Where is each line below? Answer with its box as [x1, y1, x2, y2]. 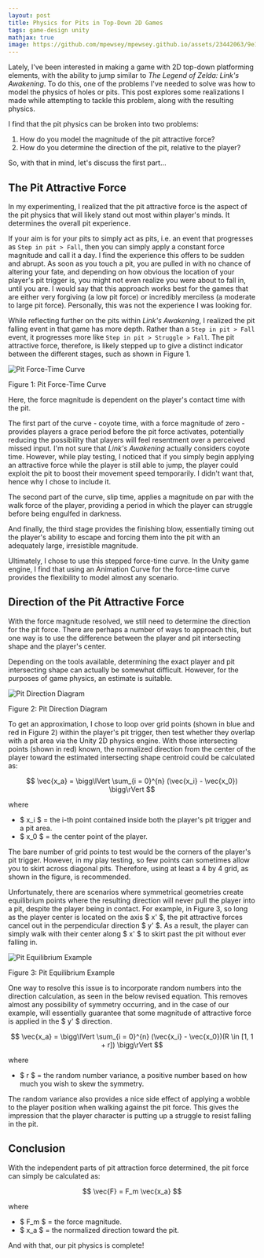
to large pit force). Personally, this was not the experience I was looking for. [8, 300, 252, 310]
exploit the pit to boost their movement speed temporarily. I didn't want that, [8, 469, 255, 478]
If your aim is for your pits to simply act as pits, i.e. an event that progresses [8, 234, 254, 243]
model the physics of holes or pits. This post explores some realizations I [8, 87, 244, 97]
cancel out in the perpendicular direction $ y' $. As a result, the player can [8, 921, 249, 930]
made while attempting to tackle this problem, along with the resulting [8, 96, 234, 105]
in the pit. [8, 1119, 39, 1128]
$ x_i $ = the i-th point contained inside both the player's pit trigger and [19, 815, 251, 824]
